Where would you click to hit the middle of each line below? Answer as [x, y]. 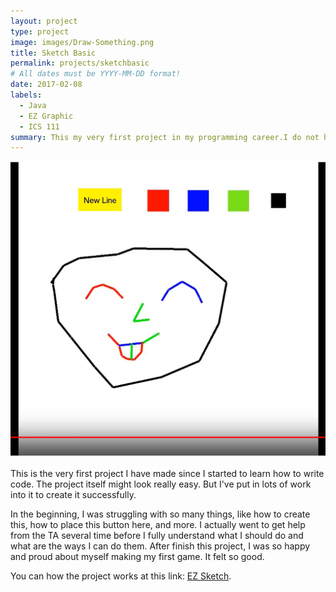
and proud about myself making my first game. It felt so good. [137, 557]
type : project [40, 31]
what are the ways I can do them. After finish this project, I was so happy [160, 546]
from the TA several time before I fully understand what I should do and [157, 536]
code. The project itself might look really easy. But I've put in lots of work [161, 484]
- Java [33, 105]
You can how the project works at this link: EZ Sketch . [121, 576]
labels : [26, 95]
